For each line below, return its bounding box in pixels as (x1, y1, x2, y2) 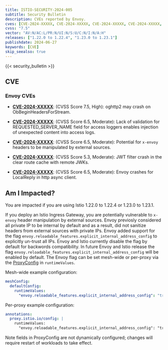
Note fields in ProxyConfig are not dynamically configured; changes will (5, 334, 153, 340)
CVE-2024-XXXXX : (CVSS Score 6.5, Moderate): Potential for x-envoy (12, 139, 158, 145)
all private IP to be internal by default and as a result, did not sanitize (5, 222, 146, 228)
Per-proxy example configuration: (5, 302, 74, 308)
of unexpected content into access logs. (12, 129, 96, 135)
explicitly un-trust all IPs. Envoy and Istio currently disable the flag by (5, 238, 147, 244)
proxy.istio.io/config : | (9, 316, 64, 321)
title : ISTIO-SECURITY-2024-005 (5, 7, 72, 12)
